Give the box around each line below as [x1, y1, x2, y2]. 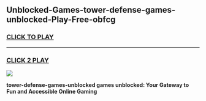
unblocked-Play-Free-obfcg [6, 15, 116, 25]
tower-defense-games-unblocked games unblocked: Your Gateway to [6, 81, 189, 88]
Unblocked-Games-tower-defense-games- [6, 5, 176, 15]
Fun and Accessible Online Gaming [6, 88, 97, 95]
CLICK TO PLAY [6, 33, 54, 42]
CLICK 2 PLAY [6, 56, 49, 64]
